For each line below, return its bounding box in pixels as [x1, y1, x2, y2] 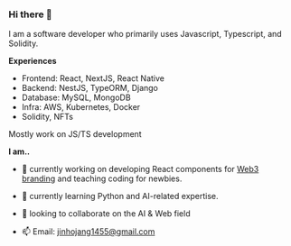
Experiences [8, 56, 57, 67]
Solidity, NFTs [21, 112, 74, 123]
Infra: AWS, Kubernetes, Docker [21, 102, 141, 113]
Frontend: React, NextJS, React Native [21, 73, 164, 84]
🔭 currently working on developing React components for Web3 [21, 164, 259, 175]
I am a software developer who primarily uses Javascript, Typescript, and [8, 29, 282, 40]
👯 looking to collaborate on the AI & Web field [21, 208, 191, 219]
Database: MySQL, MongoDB [21, 92, 132, 103]
